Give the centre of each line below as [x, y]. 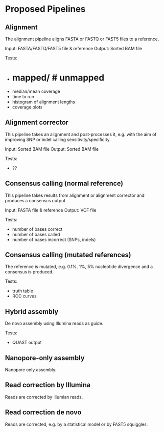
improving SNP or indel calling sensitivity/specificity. [58, 139]
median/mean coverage [36, 91]
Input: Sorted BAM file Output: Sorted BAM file [52, 149]
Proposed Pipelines [45, 9]
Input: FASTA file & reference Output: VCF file [51, 210]
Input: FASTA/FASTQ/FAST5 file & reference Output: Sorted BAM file [74, 48]
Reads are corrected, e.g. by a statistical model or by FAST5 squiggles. [77, 424]
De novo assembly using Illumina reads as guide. [54, 324]
